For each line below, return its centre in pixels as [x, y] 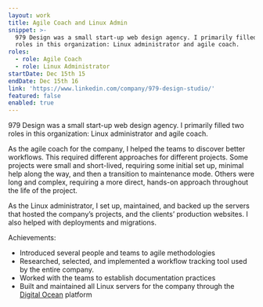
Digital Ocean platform [56, 294]
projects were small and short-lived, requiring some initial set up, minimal [126, 166]
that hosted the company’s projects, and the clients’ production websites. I [128, 214]
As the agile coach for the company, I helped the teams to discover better [127, 149]
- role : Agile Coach [49, 60]
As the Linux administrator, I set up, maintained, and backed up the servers [129, 206]
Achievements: [32, 238]
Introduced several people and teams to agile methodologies [117, 253]
